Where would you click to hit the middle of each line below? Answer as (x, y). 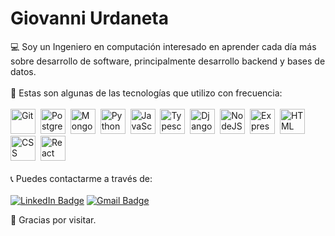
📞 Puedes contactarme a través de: (81, 178)
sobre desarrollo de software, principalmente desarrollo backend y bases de (168, 61)
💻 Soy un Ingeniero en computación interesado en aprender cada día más (163, 46)
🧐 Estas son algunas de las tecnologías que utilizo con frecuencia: (146, 93)
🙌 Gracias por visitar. (53, 219)
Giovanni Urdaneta (89, 18)
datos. (23, 71)
